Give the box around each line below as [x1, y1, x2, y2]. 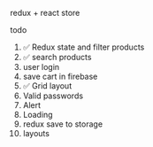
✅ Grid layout [22, 81, 73, 91]
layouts [22, 128, 50, 138]
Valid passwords [22, 90, 83, 101]
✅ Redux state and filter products [22, 42, 145, 52]
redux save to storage [22, 119, 103, 129]
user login [22, 62, 60, 72]
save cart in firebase [22, 71, 98, 81]
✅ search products [22, 52, 92, 62]
